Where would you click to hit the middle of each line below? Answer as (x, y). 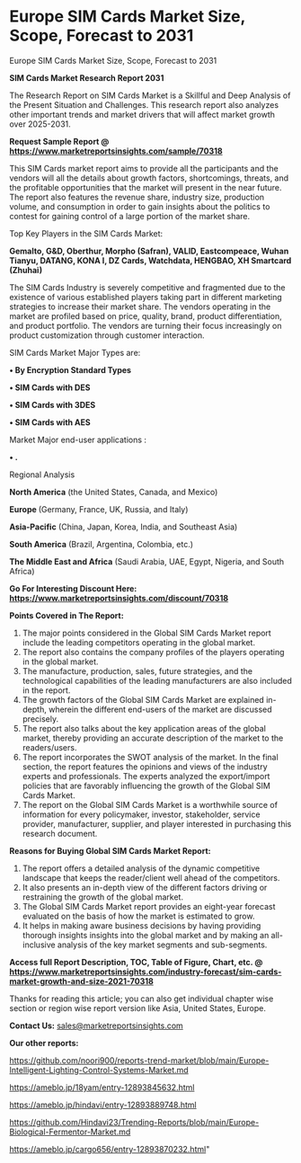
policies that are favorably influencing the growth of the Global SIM (146, 786)
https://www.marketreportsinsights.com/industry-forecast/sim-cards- (146, 972)
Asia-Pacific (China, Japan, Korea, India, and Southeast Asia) (124, 527)
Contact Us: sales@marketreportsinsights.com (97, 1025)
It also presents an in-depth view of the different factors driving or (145, 887)
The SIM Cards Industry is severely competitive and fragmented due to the (147, 287)
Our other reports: (44, 1043)
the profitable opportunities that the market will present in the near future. (146, 187)
